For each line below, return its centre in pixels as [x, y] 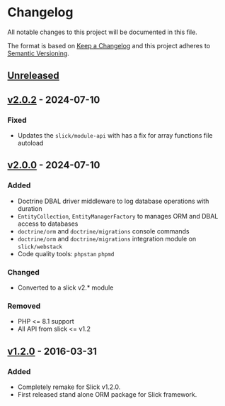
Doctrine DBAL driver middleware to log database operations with [113, 201]
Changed [24, 272]
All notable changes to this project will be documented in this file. [103, 32]
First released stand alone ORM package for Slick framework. [107, 394]
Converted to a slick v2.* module [65, 287]
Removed [24, 306]
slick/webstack [40, 247]
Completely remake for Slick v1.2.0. [69, 387]
